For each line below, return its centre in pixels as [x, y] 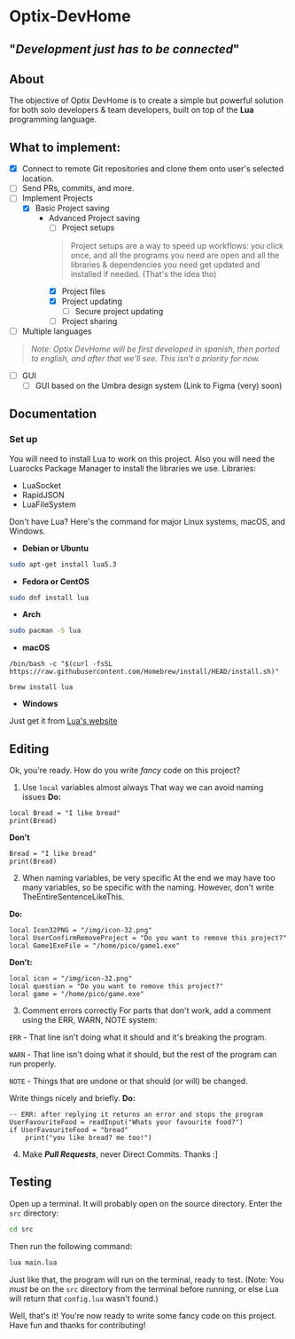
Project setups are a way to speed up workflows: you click [177, 245]
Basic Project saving [72, 208]
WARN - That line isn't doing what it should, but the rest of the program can [143, 1055]
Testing [31, 1182]
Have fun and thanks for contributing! [78, 1325]
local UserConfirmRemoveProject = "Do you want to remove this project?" [148, 939]
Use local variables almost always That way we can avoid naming [143, 788]
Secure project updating [119, 311]
